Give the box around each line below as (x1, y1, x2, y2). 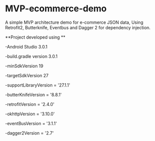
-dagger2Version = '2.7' (5, 130, 54, 136)
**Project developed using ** (5, 34, 65, 40)
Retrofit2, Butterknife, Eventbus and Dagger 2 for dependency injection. (5, 24, 151, 30)
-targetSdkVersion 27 (5, 72, 49, 78)
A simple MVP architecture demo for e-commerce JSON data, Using (5, 19, 144, 25)
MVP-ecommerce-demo (5, 3, 107, 14)
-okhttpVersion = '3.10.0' (5, 111, 55, 117)
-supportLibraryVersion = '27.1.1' (5, 82, 70, 88)
